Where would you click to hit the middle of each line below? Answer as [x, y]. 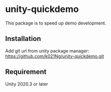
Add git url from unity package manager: [47, 50]
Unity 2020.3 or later [27, 84]
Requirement [26, 72]
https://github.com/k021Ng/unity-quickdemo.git [55, 56]
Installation [23, 39]
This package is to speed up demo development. [56, 23]
